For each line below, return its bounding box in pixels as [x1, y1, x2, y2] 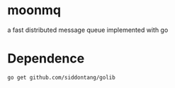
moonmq [7, 2, 62, 18]
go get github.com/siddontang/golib [7, 74, 115, 81]
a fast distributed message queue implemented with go [7, 26, 169, 34]
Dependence [7, 50, 85, 67]
